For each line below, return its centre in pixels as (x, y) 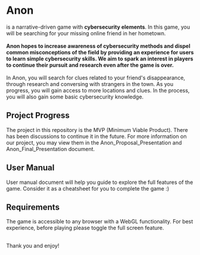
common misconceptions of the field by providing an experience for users (100, 52)
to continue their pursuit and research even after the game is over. (90, 65)
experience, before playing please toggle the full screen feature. (85, 228)
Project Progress (38, 116)
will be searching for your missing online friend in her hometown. (86, 33)
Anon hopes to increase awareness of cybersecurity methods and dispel (99, 46)
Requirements (33, 207)
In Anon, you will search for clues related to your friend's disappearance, (96, 78)
